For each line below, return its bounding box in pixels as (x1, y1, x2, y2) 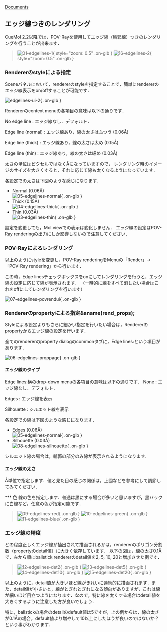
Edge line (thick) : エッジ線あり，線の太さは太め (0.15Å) (5, 140, 119, 146)
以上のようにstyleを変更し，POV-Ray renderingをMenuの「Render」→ (5, 257, 151, 263)
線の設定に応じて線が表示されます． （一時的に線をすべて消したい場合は (5, 280, 155, 286)
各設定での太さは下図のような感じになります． (5, 178, 101, 184)
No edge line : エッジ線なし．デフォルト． (5, 118, 92, 124)
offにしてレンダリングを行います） (13, 286, 85, 292)
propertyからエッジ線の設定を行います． (5, 328, 89, 334)
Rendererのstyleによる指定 (5, 69, 71, 76)
